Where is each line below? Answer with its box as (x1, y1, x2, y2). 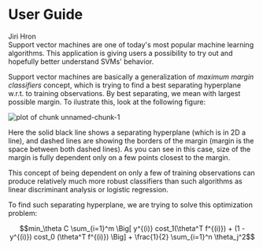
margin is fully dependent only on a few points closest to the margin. (8, 152, 231, 162)
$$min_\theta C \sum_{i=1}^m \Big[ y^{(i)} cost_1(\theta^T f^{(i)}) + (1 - (19, 223, 246, 233)
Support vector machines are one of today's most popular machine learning (8, 39, 254, 49)
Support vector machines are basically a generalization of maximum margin (8, 72, 254, 81)
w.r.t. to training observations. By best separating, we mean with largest (8, 88, 241, 98)
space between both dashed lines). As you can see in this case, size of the (8, 144, 251, 154)
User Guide (8, 6, 83, 24)
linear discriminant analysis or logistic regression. (8, 184, 169, 194)
